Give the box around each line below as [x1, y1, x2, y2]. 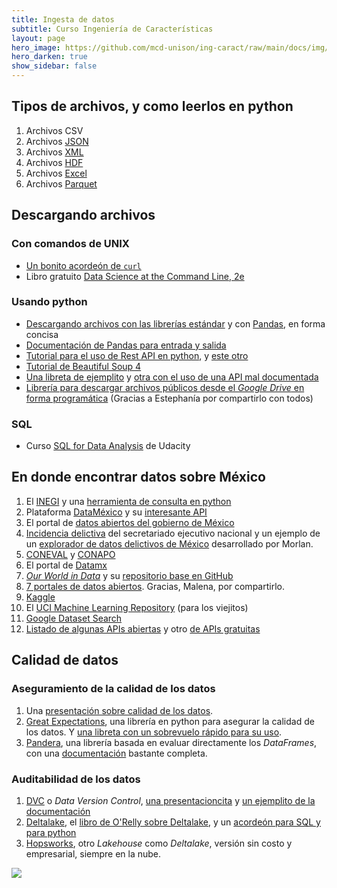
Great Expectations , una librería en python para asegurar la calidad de [25, 715, 315, 727]
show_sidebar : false [11, 61, 98, 71]
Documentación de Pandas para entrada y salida [25, 339, 227, 351]
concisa [25, 328, 59, 340]
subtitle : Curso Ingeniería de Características [11, 24, 214, 34]
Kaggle [25, 591, 56, 603]
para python [25, 826, 77, 838]
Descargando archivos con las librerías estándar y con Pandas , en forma [25, 317, 326, 330]
